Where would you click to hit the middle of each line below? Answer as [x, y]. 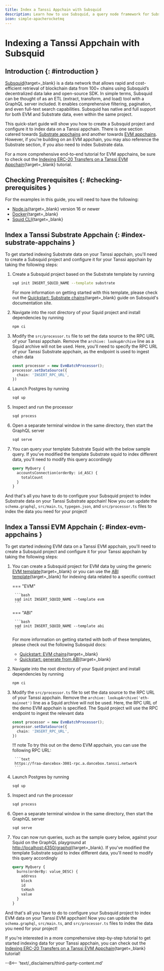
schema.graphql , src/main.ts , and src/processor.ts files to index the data [79, 923]
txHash [28, 890]
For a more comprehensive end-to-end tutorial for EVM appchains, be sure [80, 154]
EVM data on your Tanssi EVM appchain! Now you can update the [71, 918]
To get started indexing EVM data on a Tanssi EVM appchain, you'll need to [81, 546]
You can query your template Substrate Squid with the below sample [81, 449]
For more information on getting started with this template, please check [85, 292]
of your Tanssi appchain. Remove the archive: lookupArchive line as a [83, 341]
